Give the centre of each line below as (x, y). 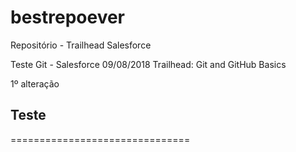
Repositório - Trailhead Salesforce (81, 45)
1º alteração (35, 83)
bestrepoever (68, 17)
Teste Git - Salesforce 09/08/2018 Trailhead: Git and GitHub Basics (148, 64)
